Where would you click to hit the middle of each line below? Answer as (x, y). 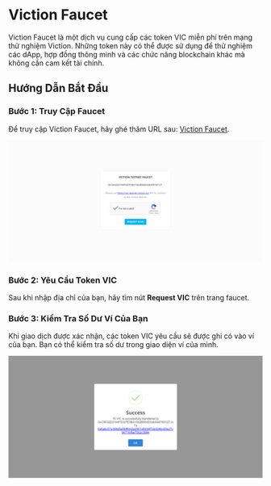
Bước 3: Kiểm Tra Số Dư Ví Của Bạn (78, 319)
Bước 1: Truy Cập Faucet (57, 111)
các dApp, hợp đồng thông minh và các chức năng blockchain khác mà (127, 54)
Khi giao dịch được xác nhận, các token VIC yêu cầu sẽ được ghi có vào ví (131, 336)
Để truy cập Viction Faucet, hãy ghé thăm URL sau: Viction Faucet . (119, 129)
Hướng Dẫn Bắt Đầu (58, 88)
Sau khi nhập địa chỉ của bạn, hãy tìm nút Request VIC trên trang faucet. (129, 298)
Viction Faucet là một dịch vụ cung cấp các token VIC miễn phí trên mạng (130, 37)
